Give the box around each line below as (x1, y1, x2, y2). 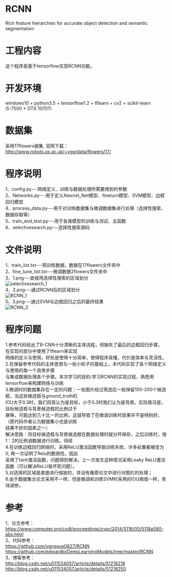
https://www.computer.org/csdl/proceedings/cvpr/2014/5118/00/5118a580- (5, 525, 164, 532)
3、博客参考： (5, 554, 35, 561)
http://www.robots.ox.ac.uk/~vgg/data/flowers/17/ (5, 148, 111, 154)
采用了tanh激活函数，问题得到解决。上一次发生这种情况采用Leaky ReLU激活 (5, 456, 165, 463)
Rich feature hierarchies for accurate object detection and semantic (5, 20, 148, 26)
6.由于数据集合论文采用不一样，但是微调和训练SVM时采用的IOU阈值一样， (5, 476, 162, 482)
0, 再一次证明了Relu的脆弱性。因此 (5, 450, 78, 456)
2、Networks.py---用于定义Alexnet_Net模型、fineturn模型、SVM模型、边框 (5, 192, 165, 198)
